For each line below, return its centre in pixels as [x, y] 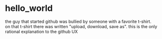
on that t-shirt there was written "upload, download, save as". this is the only [81, 26]
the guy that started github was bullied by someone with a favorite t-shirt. [78, 21]
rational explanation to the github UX [42, 31]
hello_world [29, 8]
